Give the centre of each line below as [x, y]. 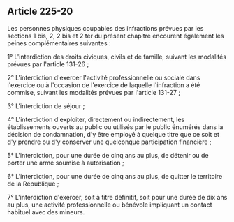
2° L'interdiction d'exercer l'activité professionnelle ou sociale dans [104, 77]
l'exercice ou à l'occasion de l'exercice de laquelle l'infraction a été [104, 85]
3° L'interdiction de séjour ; [46, 106]
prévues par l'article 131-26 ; [48, 64]
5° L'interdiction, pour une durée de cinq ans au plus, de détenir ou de [108, 155]
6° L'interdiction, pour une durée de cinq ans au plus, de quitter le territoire [115, 176]
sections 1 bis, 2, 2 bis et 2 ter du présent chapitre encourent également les [116, 36]
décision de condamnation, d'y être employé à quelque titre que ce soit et [114, 134]
